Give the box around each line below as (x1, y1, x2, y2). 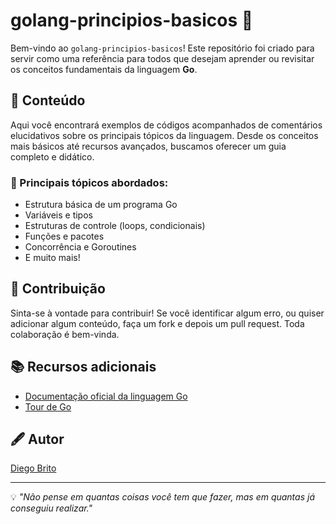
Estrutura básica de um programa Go (24, 199, 178, 211)
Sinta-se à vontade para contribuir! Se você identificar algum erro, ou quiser (10, 307, 325, 319)
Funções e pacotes (24, 230, 105, 243)
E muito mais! (24, 252, 81, 264)
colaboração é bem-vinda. (10, 328, 120, 340)
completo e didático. (10, 150, 95, 163)
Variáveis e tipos (24, 209, 93, 221)
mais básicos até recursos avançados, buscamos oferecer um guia (10, 140, 287, 152)
